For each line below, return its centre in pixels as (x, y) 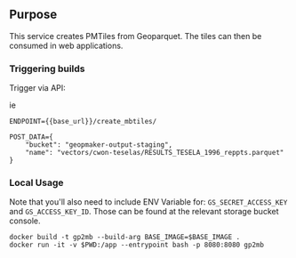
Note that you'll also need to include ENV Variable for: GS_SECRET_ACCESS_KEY (148, 202)
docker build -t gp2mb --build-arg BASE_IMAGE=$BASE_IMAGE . (125, 238)
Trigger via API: (38, 88)
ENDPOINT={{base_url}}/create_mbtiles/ (83, 122)
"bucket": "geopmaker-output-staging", (99, 145)
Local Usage (36, 183)
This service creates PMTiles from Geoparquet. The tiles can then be (136, 36)
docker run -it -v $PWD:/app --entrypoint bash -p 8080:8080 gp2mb (137, 245)
